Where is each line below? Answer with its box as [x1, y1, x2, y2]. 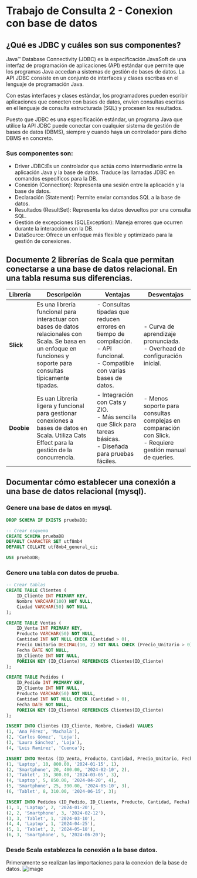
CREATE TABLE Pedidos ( [6, 675, 64, 680]
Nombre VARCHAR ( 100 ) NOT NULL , [16, 598, 93, 604]
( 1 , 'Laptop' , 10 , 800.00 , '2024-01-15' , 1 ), [6, 761, 119, 767]
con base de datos [6, 16, 98, 30]
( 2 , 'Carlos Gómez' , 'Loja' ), [6, 734, 80, 740]
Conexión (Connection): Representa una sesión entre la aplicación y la [14, 181, 185, 189]
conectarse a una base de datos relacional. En [6, 263, 178, 274]
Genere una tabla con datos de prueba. [6, 569, 119, 577]
